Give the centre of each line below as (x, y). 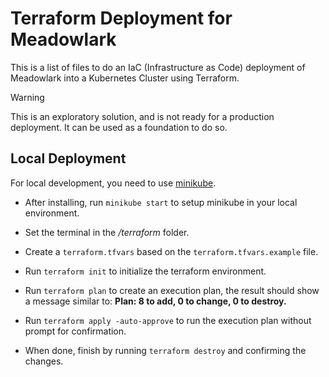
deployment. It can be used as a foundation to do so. (119, 127)
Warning (27, 97)
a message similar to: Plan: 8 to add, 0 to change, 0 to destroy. (155, 301)
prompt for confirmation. (75, 331)
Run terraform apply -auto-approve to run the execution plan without (168, 320)
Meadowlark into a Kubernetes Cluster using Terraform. (125, 78)
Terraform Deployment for (121, 18)
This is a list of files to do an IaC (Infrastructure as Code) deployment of (158, 67)
